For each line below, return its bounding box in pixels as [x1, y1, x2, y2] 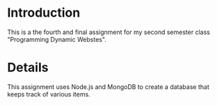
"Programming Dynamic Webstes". [7, 35, 106, 43]
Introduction [7, 5, 81, 21]
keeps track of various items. [7, 90, 90, 98]
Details [7, 60, 49, 76]
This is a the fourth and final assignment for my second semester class [7, 28, 211, 36]
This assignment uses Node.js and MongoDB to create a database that [7, 82, 210, 91]
